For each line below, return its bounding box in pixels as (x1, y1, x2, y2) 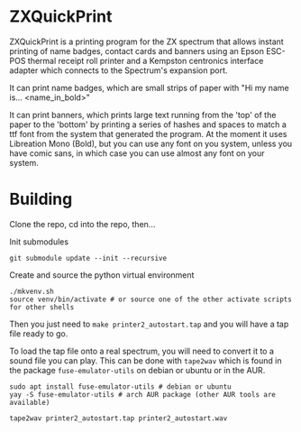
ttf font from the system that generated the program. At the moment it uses (9, 128, 287, 139)
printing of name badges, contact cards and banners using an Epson (9, 45, 264, 56)
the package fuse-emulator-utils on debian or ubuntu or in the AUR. (9, 364, 266, 375)
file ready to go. (9, 327, 68, 339)
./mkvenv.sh (9, 287, 54, 296)
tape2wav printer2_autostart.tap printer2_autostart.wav (9, 413, 228, 423)
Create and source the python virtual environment (9, 269, 195, 280)
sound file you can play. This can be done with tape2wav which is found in (9, 354, 282, 366)
